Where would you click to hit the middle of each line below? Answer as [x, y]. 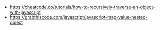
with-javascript [25, 12]
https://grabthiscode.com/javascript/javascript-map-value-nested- [79, 17]
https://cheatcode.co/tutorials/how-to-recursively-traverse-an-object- [82, 7]
